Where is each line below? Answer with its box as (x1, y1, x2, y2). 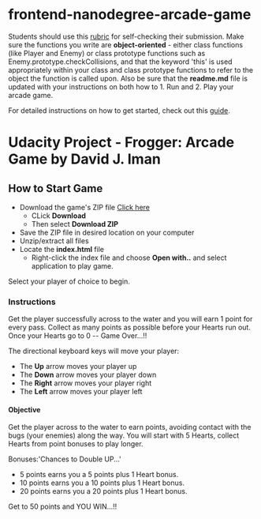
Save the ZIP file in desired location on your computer (19, 228, 195, 237)
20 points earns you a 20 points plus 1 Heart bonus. (19, 487, 188, 496)
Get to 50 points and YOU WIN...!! (8, 502, 117, 511)
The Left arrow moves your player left (19, 387, 143, 397)
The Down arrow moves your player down (19, 370, 157, 380)
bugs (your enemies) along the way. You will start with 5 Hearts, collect (8, 431, 240, 440)
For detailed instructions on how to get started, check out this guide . (8, 105, 231, 115)
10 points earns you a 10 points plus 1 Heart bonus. (19, 478, 185, 487)
